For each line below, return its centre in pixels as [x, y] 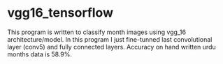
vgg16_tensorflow [60, 13]
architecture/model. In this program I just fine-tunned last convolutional [110, 39]
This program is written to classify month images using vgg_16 [97, 32]
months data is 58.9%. [39, 54]
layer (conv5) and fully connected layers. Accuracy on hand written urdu [111, 47]
